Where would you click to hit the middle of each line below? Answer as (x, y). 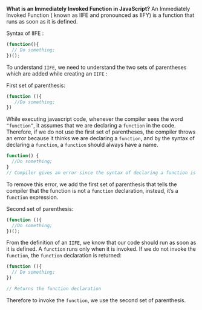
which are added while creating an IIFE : (57, 73)
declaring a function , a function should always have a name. (82, 145)
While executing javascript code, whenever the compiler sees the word (95, 119)
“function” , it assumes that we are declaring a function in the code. (91, 126)
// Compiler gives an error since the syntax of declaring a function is (101, 173)
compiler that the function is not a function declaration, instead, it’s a (92, 190)
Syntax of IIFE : (25, 33)
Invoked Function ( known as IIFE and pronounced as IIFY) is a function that (100, 15)
